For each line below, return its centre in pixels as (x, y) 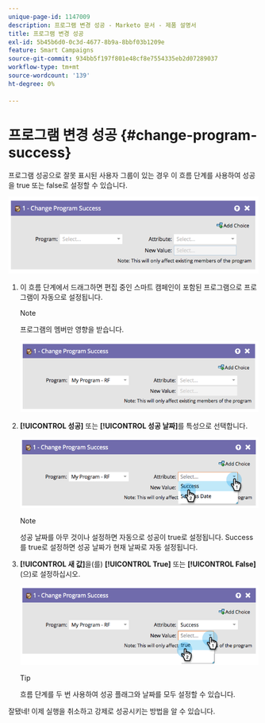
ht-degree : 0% (32, 84)
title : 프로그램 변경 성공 (46, 33)
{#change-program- (189, 135)
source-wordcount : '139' (49, 76)
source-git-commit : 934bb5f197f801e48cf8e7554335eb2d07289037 (113, 59)
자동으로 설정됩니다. (72, 297)
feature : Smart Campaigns (51, 51)
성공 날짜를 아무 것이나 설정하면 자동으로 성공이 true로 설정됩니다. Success (136, 538)
